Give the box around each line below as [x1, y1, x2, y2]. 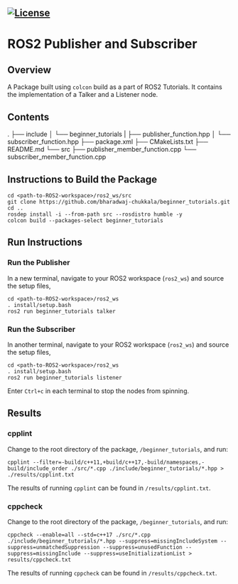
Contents [7, 111, 50, 123]
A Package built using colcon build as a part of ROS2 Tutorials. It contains [7, 83, 222, 91]
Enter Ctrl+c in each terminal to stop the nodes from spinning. [7, 387, 190, 395]
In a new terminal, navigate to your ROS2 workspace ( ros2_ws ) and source [7, 273, 225, 282]
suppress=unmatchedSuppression [7, 543, 100, 551]
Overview [7, 63, 52, 75]
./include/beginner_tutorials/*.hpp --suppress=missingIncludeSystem [7, 537, 218, 545]
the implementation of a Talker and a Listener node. [7, 90, 158, 99]
